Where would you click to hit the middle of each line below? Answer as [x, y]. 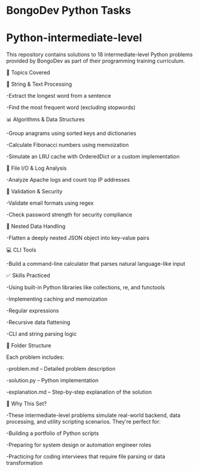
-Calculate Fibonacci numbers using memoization [67, 145]
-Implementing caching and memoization [57, 299]
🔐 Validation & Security [34, 191]
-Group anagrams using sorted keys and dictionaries [71, 133]
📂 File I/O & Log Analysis [37, 168]
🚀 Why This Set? [26, 404]
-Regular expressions [33, 311]
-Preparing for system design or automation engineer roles [79, 445]
